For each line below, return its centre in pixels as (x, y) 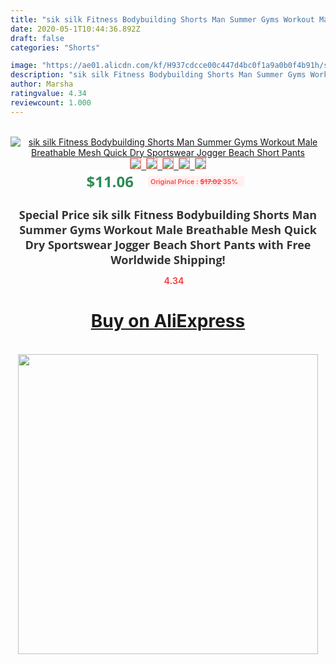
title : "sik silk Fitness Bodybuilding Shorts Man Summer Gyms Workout (162, 19)
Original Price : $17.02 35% (193, 181)
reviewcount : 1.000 (51, 102)
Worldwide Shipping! (168, 259)
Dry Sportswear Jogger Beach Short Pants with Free (168, 244)
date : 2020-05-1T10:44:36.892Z (75, 29)
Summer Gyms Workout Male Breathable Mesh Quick (168, 229)
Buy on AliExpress (168, 321)
